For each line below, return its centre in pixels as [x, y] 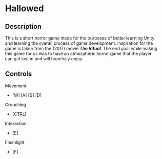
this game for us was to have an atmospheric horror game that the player [79, 53]
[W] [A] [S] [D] [27, 95]
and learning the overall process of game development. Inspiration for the [79, 43]
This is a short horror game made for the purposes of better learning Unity [80, 38]
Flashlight [15, 142]
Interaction [16, 123]
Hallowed [24, 9]
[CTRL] [19, 114]
